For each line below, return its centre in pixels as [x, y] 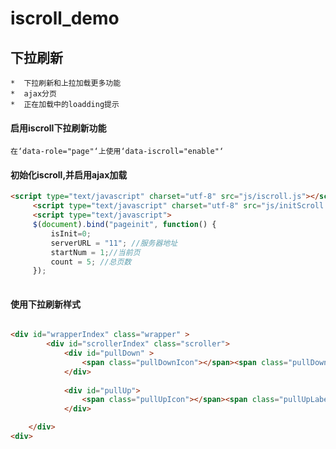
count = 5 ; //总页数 [91, 262]
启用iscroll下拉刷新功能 [58, 128]
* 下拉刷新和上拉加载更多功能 [66, 83]
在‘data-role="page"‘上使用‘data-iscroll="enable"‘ [117, 152]
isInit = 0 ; [71, 233]
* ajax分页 [33, 94]
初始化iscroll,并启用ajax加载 [69, 174]
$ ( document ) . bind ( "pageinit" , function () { [124, 225]
